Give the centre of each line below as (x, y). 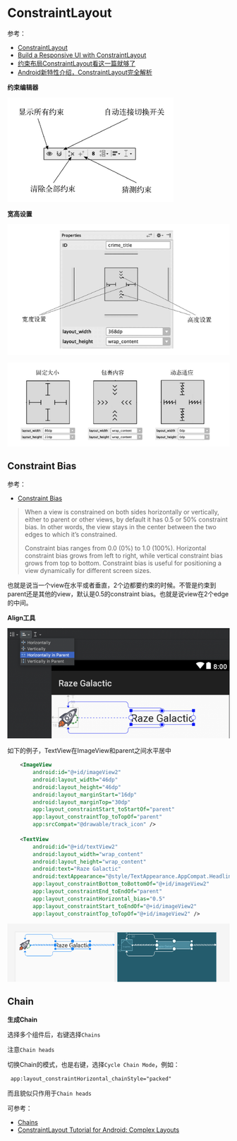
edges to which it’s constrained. (71, 534)
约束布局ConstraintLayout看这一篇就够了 (77, 63)
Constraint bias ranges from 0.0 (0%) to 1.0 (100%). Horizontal (115, 548)
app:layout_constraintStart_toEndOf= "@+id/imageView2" (115, 906)
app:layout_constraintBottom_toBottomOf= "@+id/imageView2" (121, 884)
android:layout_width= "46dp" (75, 780)
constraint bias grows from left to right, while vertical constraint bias (124, 555)
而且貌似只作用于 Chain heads (49, 1093)
